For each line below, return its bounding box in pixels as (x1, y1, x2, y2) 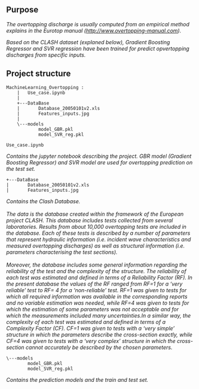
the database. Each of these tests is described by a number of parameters (6, 229, 191, 237)
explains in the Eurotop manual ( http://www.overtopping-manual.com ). (6, 27, 182, 34)
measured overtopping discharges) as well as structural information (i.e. (6, 242, 185, 249)
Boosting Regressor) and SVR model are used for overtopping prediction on (6, 158, 193, 166)
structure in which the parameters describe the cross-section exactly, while (6, 331, 193, 338)
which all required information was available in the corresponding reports (6, 293, 188, 300)
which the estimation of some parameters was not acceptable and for (6, 305, 179, 313)
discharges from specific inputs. (6, 51, 86, 59)
